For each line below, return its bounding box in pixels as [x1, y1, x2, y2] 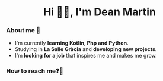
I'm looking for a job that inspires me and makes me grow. [14, 52, 157, 59]
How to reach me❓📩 [6, 67, 63, 75]
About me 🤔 [6, 26, 40, 35]
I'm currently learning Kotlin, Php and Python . [14, 39, 129, 46]
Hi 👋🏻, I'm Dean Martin [43, 5, 156, 19]
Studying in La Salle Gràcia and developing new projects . [14, 46, 157, 53]
